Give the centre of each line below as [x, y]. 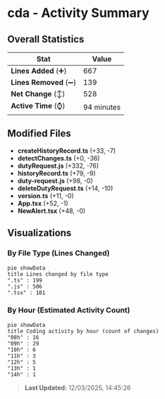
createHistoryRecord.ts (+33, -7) [67, 151]
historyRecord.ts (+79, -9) [57, 173]
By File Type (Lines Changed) [59, 253]
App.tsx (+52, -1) [43, 203]
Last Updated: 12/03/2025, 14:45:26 [78, 388]
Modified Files [39, 133]
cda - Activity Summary [78, 13]
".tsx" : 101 [26, 293]
